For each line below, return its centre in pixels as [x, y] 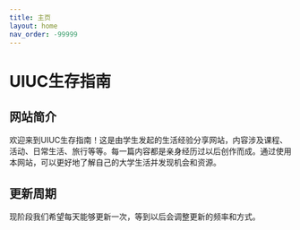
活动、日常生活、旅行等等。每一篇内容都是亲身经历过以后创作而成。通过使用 [150, 151]
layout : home [34, 26]
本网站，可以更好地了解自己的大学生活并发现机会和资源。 [115, 163]
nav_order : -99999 [43, 34]
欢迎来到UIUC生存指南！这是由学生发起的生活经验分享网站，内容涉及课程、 [149, 141]
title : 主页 [30, 17]
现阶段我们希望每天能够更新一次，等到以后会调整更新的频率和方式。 [135, 217]
